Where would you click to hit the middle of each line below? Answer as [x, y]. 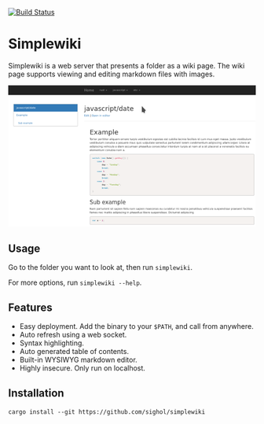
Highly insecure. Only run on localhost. [82, 368]
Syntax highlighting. [52, 343]
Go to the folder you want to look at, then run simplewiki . [100, 267]
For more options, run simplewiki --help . [75, 282]
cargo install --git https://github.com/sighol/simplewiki [107, 412]
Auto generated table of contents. [74, 352]
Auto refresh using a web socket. [73, 335]
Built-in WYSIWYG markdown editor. [78, 360]
